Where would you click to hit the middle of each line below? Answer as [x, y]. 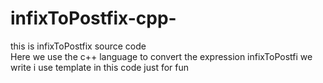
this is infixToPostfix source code [78, 46]
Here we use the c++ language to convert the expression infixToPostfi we [161, 56]
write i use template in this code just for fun [100, 67]
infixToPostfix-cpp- [93, 18]
